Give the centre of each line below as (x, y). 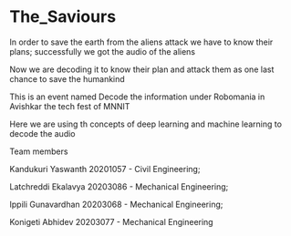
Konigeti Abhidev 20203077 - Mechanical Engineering (111, 221)
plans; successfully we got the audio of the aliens (103, 51)
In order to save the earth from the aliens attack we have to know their (141, 42)
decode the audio (42, 133)
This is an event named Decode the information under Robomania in (137, 97)
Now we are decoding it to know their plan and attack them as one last (142, 69)
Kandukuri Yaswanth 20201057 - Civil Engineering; (105, 169)
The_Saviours (63, 17)
